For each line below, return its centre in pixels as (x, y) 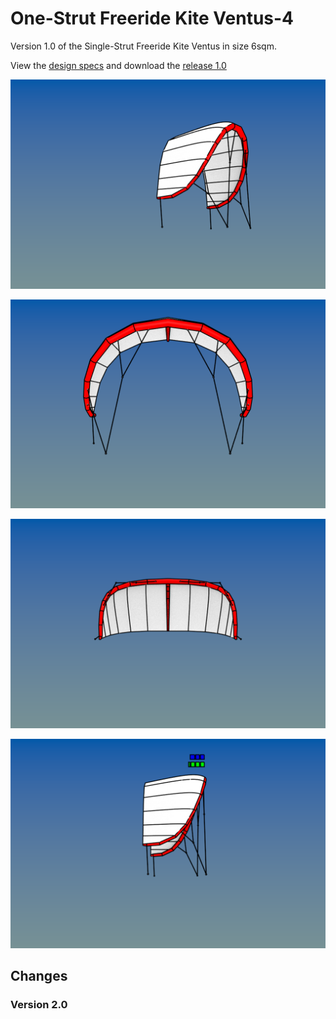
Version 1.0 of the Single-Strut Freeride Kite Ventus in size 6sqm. (143, 46)
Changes (39, 976)
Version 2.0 (39, 1004)
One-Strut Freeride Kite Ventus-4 (152, 18)
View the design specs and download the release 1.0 (118, 65)
